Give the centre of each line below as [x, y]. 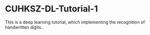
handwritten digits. [24, 27]
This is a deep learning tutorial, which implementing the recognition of [75, 22]
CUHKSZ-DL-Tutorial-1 [51, 9]
